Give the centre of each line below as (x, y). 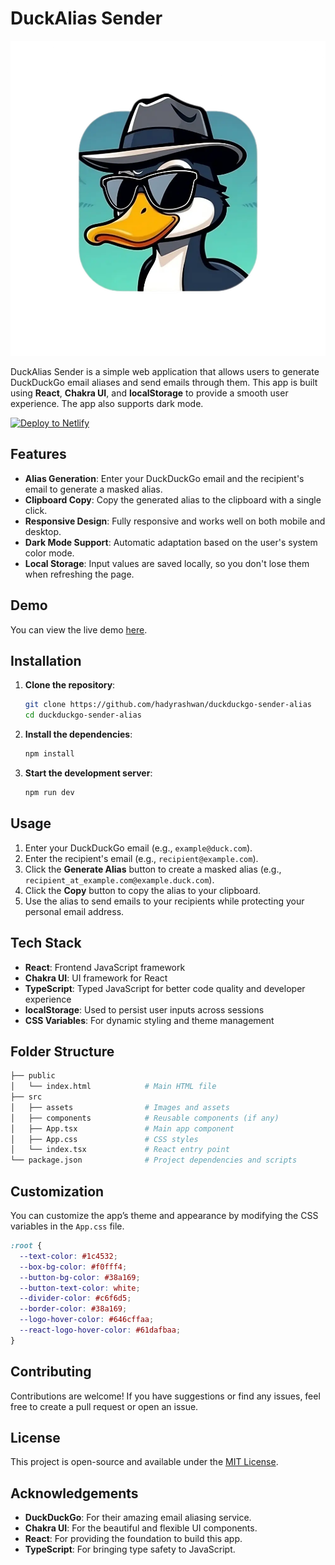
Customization (57, 1191)
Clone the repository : (70, 685)
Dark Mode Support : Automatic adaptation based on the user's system (171, 542)
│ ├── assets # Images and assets (120, 1107)
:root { (26, 1246)
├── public (33, 1076)
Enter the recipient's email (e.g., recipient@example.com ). (141, 858)
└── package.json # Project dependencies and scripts (154, 1160)
